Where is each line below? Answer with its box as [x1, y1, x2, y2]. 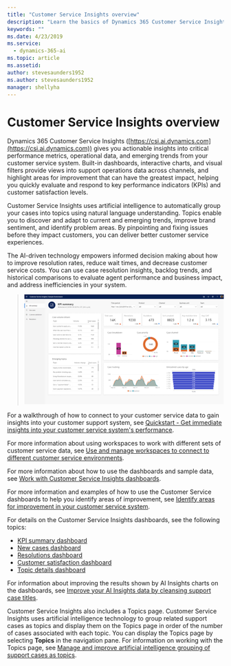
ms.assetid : [7, 62, 41, 69]
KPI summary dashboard [16, 536, 87, 544]
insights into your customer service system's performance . [7, 426, 175, 434]
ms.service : [7, 40, 41, 48]
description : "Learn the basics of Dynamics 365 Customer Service [7, 18, 201, 25]
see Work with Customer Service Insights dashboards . [7, 474, 162, 482]
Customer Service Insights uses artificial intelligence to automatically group [7, 202, 221, 210]
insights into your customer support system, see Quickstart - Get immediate [7, 418, 222, 426]
